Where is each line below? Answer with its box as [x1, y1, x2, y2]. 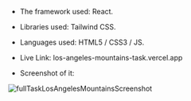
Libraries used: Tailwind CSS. [19, 22, 116, 31]
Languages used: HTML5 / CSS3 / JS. [19, 37, 145, 47]
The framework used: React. [19, 7, 114, 16]
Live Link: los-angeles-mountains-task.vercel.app [19, 53, 183, 62]
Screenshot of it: [19, 68, 75, 78]
